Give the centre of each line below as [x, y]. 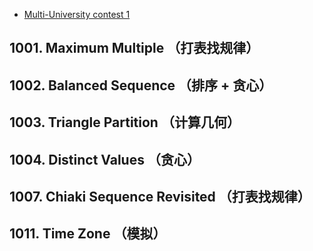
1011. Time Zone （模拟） [88, 234]
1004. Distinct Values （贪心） [105, 159]
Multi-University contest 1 [77, 14]
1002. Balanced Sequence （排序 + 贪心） [141, 85]
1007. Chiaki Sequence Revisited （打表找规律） [160, 196]
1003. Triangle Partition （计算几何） [125, 122]
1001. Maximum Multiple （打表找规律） [134, 48]
